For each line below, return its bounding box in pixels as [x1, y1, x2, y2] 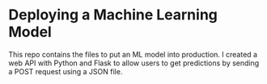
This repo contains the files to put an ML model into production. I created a [8, 49, 257, 59]
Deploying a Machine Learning [8, 6, 218, 24]
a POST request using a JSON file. [8, 66, 123, 76]
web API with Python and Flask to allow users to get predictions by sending [8, 58, 260, 68]
